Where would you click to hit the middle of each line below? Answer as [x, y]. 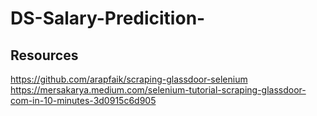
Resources [44, 55]
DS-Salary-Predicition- [108, 18]
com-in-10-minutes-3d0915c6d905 [83, 100]
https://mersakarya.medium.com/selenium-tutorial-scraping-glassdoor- [158, 90]
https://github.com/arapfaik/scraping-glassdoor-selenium [129, 79]
